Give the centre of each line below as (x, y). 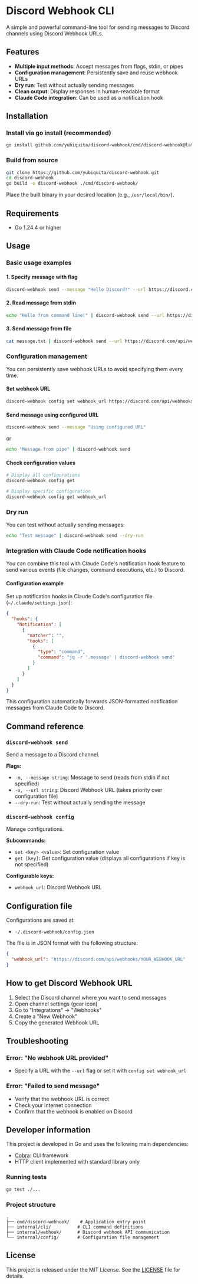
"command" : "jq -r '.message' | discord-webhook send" (106, 657)
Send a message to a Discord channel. (53, 755)
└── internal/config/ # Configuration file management (83, 1237)
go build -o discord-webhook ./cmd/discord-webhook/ (72, 184)
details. (15, 1276)
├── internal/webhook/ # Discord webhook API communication (88, 1232)
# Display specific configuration (49, 491)
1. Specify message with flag (42, 277)
